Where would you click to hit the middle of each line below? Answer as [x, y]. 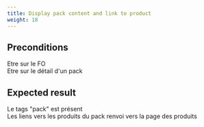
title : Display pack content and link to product [79, 13]
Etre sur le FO [26, 64]
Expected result [42, 93]
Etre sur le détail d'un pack [45, 71]
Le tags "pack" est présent [45, 109]
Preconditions [38, 47]
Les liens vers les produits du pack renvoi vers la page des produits [102, 116]
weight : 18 [23, 20]
